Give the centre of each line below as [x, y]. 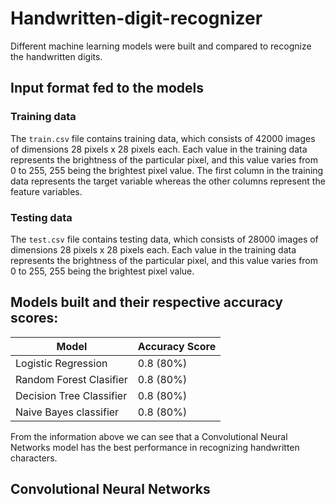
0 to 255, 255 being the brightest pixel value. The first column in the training [167, 170]
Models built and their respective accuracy [146, 302]
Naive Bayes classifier [67, 412]
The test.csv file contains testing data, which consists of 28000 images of [164, 239]
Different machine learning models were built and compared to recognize [161, 46]
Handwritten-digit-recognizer [136, 18]
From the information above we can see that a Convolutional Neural [149, 436]
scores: [34, 318]
